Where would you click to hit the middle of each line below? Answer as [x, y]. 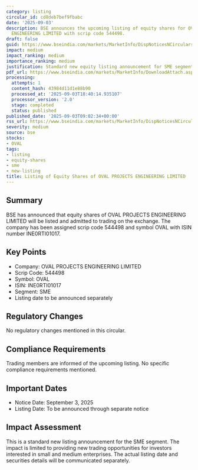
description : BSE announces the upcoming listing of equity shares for [96, 28]
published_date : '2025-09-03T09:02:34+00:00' [63, 116]
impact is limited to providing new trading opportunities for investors [89, 448]
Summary [24, 201]
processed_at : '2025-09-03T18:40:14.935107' [67, 94]
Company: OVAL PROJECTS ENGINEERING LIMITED [78, 266]
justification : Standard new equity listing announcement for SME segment [100, 67]
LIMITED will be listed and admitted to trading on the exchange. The [88, 221]
